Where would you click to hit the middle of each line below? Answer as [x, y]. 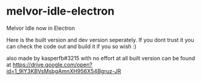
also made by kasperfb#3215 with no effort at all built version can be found [101, 58]
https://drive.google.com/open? [53, 65]
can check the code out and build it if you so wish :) [71, 46]
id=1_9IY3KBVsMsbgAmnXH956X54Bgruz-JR [64, 71]
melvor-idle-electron [60, 11]
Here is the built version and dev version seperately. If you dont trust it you [100, 40]
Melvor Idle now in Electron [41, 28]
